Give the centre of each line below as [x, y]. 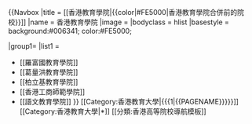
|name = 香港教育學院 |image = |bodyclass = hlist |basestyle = [129, 22]
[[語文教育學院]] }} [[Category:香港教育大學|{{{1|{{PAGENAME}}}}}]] [129, 102]
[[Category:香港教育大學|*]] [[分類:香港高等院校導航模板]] [113, 111]
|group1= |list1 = [34, 46]
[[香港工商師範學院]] [52, 92]
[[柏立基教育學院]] [49, 82]
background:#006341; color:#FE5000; [70, 31]
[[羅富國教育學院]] [49, 62]
